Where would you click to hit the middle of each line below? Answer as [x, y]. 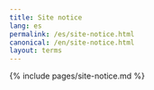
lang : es [26, 26]
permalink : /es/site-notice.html [72, 34]
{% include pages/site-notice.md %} [77, 76]
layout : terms [36, 51]
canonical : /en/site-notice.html [72, 42]
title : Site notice [46, 17]
